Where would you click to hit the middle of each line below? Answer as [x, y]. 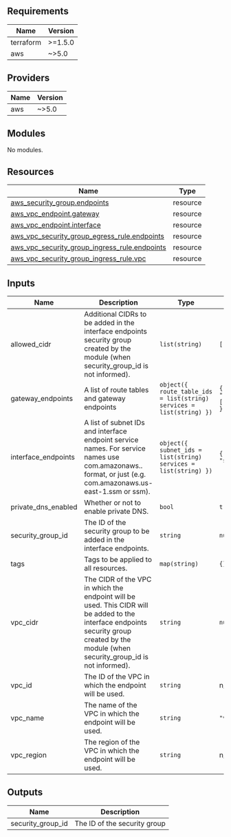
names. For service [115, 448]
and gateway [105, 399]
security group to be [117, 531]
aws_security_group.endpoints [60, 203]
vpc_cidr [25, 623]
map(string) [179, 564]
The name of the [111, 705]
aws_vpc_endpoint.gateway [55, 214]
